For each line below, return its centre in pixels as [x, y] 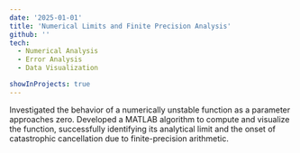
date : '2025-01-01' [46, 18]
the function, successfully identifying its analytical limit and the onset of [143, 129]
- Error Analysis [50, 59]
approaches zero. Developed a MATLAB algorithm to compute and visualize [150, 119]
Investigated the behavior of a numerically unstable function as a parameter [150, 110]
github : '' [30, 34]
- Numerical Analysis [58, 51]
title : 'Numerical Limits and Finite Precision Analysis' [120, 26]
